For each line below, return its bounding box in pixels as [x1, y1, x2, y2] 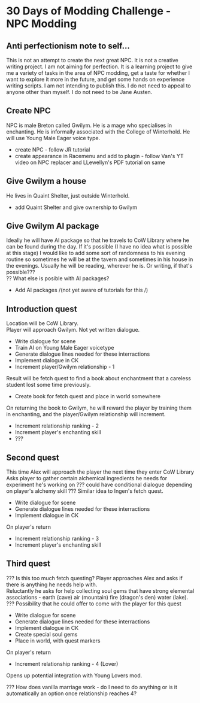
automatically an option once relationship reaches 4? [6, 690, 137, 697]
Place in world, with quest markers [14, 637, 101, 644]
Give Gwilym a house [6, 176, 87, 186]
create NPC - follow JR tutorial [14, 146, 90, 153]
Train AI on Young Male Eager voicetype [14, 344, 114, 351]
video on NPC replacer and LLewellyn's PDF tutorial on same [14, 159, 166, 166]
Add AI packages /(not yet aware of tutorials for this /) [14, 286, 149, 294]
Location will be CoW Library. [6, 320, 79, 327]
